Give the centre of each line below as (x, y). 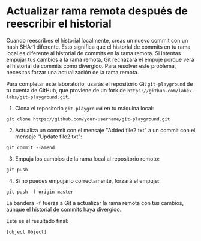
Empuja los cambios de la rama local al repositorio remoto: (87, 159)
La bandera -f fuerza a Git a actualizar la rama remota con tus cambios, (95, 203)
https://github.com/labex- (161, 91)
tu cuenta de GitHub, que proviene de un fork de (66, 90)
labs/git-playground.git (37, 97)
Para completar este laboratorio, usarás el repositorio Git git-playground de (100, 84)
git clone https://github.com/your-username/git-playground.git (88, 119)
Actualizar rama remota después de (97, 11)
